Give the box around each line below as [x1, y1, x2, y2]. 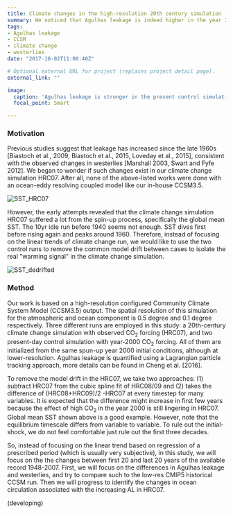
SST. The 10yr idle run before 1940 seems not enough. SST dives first [7, 223, 207, 231]
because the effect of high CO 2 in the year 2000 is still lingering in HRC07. [7, 404, 220, 414]
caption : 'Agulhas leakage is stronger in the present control [13, 93, 200, 101]
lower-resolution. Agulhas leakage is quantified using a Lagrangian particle [7, 354, 221, 362]
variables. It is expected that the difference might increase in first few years [7, 397, 223, 405]
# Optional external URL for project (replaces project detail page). [7, 67, 216, 75]
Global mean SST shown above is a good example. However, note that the [7, 413, 218, 422]
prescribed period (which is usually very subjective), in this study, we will [7, 449, 216, 457]
